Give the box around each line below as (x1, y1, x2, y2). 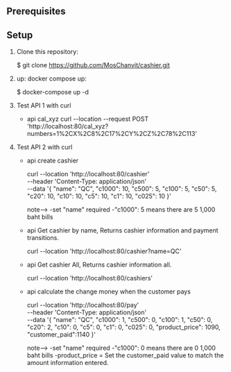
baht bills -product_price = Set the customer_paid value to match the (26, 351, 224, 360)
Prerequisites (6, 6, 66, 17)
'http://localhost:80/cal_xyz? (26, 122, 109, 130)
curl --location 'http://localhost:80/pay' (26, 301, 139, 310)
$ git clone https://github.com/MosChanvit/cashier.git (16, 61, 171, 69)
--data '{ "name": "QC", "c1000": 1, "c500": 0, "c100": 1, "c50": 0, (26, 316, 213, 324)
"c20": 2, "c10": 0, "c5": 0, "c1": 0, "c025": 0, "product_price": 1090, (26, 323, 221, 332)
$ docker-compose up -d (16, 88, 89, 96)
